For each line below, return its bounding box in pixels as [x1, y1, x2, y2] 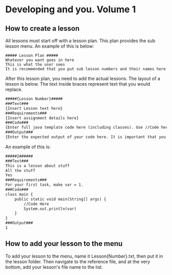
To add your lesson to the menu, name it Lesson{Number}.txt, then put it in [5, 253, 163, 259]
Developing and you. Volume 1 [5, 4, 136, 15]
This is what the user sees [5, 62, 66, 67]
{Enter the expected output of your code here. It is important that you [5, 134, 166, 140]
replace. [5, 86, 23, 92]
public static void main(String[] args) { [14, 197, 106, 202]
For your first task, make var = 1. [5, 182, 83, 188]
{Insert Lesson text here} [5, 106, 63, 111]
